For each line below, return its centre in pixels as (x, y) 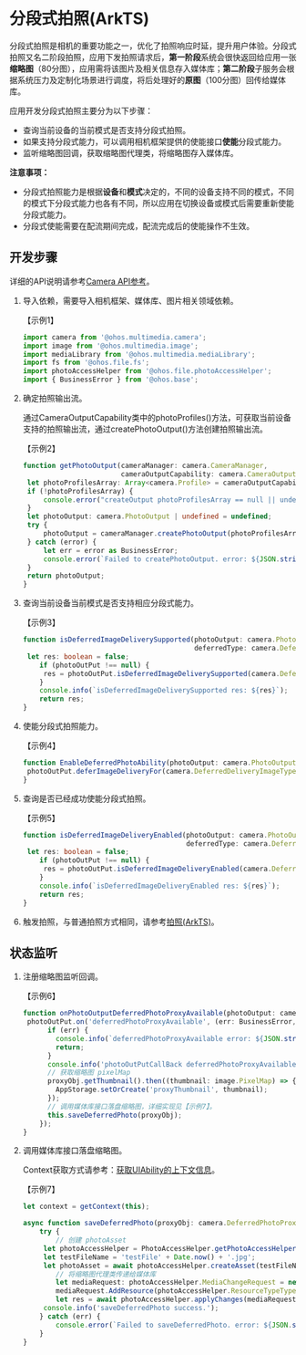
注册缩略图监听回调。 (62, 976)
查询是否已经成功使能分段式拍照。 (87, 798)
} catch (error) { (62, 542)
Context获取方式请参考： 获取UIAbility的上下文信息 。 (121, 1170)
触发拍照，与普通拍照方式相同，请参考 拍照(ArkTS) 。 (121, 922)
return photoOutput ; (66, 576)
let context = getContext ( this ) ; (86, 1207)
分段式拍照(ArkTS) (80, 19)
